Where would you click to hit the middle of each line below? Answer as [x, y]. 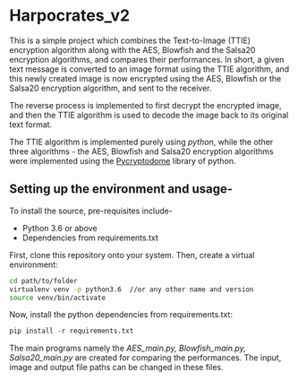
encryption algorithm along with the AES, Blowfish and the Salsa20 [132, 49]
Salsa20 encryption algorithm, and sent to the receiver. [111, 88]
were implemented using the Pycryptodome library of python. [123, 160]
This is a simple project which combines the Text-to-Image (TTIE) [130, 40]
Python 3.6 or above [60, 228]
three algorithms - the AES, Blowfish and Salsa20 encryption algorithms [142, 151]
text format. [31, 124]
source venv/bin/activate [57, 298]
